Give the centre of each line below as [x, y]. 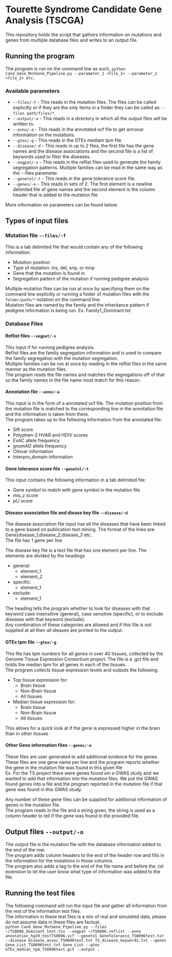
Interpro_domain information [43, 457]
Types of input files [37, 221]
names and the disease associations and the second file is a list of [83, 151]
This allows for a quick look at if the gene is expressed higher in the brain [83, 728]
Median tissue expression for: [44, 702]
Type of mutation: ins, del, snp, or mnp [54, 268]
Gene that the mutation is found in [49, 273]
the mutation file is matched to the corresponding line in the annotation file [84, 409]
